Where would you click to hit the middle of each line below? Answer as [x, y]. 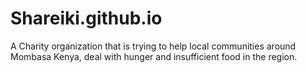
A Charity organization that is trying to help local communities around [153, 46]
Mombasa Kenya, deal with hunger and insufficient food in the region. [154, 56]
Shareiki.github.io [86, 18]
